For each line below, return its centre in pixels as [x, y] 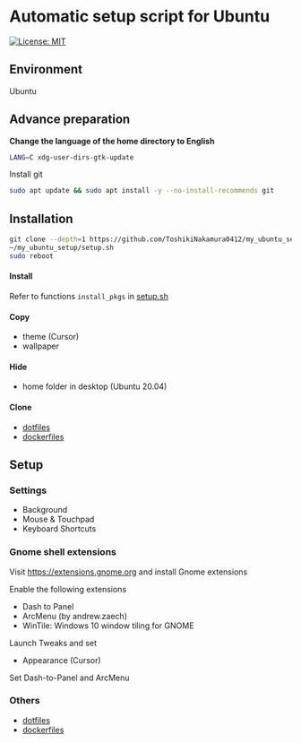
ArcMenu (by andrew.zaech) [75, 616]
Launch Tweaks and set [53, 643]
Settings [28, 490]
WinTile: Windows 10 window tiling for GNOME [108, 626]
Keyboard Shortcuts [59, 529]
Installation [41, 218]
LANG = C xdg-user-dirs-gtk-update [72, 157]
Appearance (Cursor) [61, 660]
